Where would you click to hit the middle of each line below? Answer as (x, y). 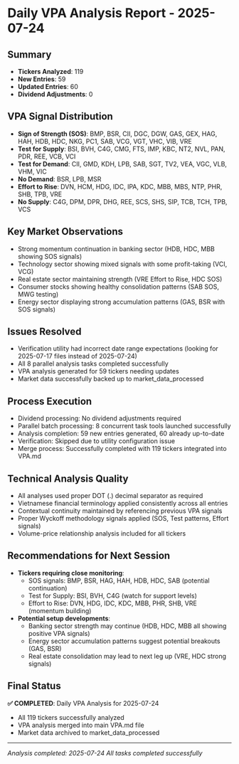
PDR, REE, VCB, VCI (47, 156)
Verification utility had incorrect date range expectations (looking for (118, 349)
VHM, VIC (32, 171)
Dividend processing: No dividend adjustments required (99, 418)
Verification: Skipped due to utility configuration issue (96, 441)
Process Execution (50, 401)
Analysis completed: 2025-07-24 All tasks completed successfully (105, 753)
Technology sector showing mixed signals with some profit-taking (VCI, (122, 264)
